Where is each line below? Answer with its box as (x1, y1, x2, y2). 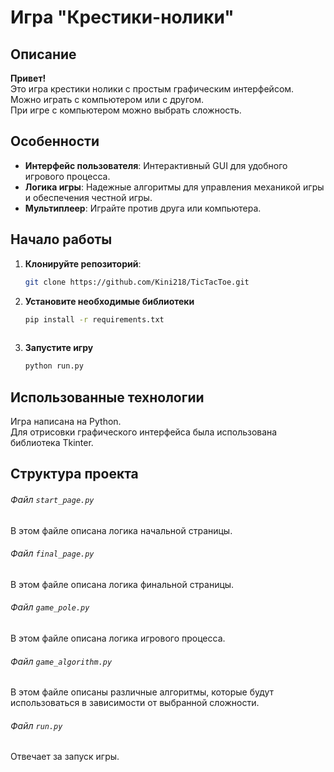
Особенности (10, 133, 100, 150)
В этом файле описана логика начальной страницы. (10, 524, 233, 536)
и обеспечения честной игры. (24, 191, 153, 203)
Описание (10, 46, 77, 63)
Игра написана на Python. (10, 415, 122, 427)
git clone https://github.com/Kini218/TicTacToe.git (24, 277, 250, 287)
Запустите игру (24, 342, 94, 354)
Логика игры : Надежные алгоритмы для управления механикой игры (24, 181, 325, 193)
